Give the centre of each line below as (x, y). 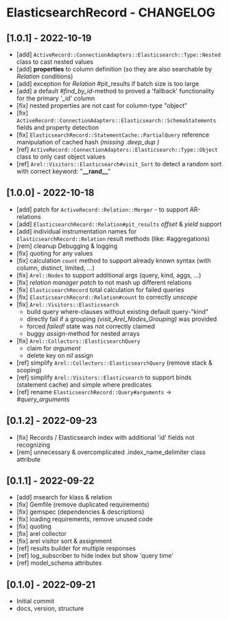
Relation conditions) (45, 76)
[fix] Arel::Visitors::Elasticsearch (68, 304)
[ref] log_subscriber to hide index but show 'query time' (95, 556)
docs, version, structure (50, 609)
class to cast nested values (55, 62)
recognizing (33, 444)
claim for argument (53, 348)
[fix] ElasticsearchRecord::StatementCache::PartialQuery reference (113, 135)
